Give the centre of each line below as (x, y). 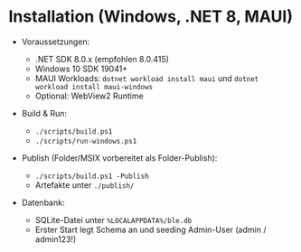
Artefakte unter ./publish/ (85, 185)
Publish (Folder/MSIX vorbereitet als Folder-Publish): (119, 158)
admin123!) (56, 239)
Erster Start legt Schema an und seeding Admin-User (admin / (150, 229)
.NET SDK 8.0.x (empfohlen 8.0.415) (102, 59)
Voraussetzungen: (56, 42)
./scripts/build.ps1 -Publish (92, 176)
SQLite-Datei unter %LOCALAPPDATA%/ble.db (113, 219)
